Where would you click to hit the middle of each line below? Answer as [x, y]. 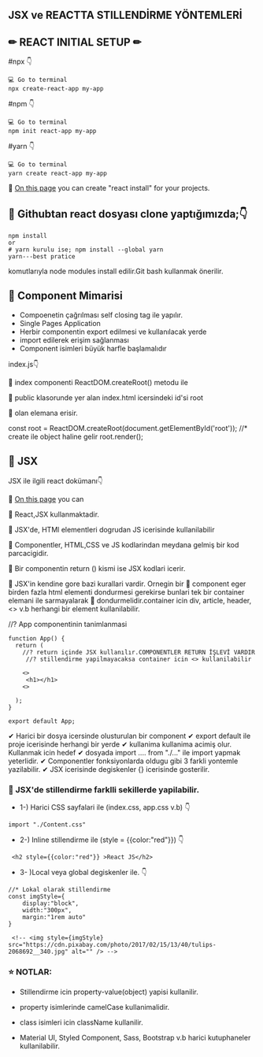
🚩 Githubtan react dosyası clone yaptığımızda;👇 [128, 214]
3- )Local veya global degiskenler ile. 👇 [83, 872]
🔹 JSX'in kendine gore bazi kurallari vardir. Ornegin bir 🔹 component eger [127, 584]
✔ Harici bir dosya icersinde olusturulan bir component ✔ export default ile [130, 736]
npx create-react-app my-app [56, 89]
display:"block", [51, 903]
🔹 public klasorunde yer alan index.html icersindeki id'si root [106, 397]
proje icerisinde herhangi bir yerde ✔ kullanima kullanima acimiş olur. [120, 744]
